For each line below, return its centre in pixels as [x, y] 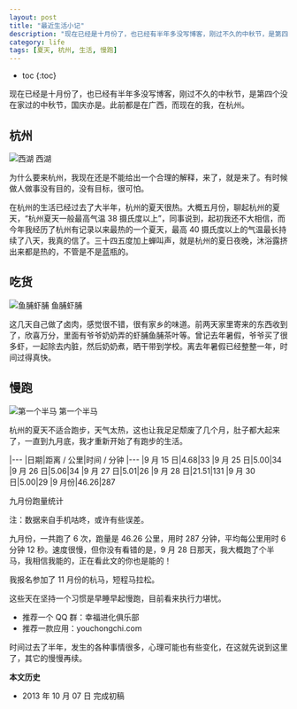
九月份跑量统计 [36, 501]
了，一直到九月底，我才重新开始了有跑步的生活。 [98, 440]
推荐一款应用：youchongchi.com [82, 628]
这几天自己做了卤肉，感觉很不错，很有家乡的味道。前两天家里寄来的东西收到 [148, 323]
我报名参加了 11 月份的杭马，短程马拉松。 [84, 579]
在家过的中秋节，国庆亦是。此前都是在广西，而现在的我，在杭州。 [129, 105]
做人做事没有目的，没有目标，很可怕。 [79, 188]
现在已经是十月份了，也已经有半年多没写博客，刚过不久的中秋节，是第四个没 [148, 94]
